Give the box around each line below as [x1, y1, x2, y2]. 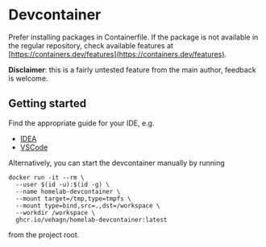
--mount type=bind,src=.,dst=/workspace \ [15, 201, 160, 210]
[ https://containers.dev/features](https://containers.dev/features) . [8, 49, 227, 59]
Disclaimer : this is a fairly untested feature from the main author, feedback [8, 64, 256, 74]
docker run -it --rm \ [8, 173, 85, 182]
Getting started [8, 97, 87, 110]
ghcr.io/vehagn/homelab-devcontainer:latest [15, 216, 168, 224]
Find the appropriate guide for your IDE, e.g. [8, 118, 155, 128]
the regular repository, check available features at [8, 40, 173, 50]
